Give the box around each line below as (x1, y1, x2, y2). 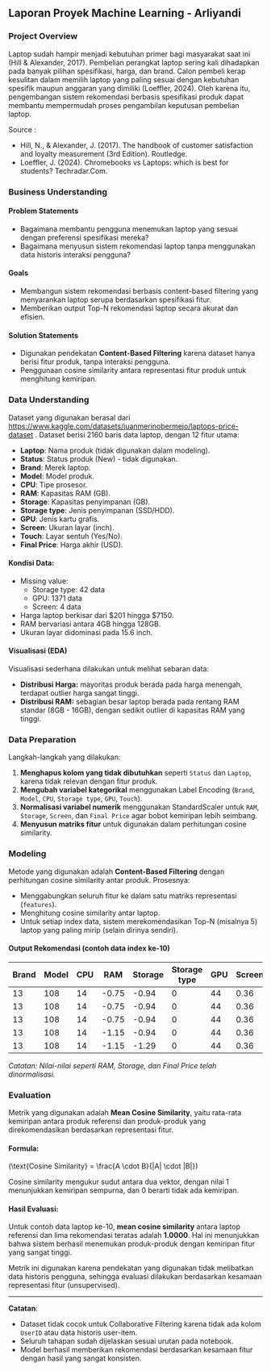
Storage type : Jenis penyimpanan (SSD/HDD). (19, 505, 175, 515)
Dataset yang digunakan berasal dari (8, 412, 131, 422)
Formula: (8, 1143, 40, 1153)
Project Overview (8, 31, 78, 42)
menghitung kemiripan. (19, 374, 98, 384)
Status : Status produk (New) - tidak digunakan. (19, 454, 178, 463)
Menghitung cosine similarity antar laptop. (19, 908, 161, 917)
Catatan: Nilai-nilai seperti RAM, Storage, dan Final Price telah (8, 1060, 217, 1070)
